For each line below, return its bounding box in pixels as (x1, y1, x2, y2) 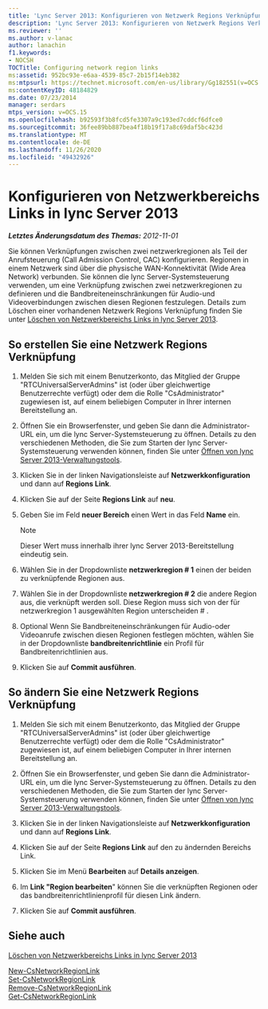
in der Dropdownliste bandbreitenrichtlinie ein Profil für (19, 639, 205, 648)
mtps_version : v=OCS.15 (8, 109, 88, 117)
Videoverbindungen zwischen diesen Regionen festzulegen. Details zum (8, 298, 246, 307)
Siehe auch (8, 929, 65, 943)
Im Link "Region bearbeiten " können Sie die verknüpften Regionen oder (19, 882, 258, 891)
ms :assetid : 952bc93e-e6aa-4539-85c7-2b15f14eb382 (8, 71, 180, 79)
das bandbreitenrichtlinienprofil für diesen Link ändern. (19, 890, 201, 900)
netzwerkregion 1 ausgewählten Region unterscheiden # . (19, 606, 209, 615)
